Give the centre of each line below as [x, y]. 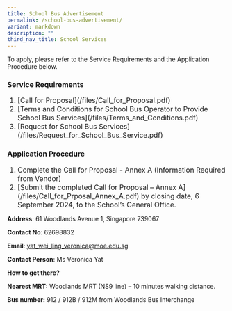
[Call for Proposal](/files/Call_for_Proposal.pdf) [94, 100]
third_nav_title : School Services [57, 40]
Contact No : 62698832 [41, 232]
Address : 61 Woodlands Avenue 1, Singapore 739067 [83, 218]
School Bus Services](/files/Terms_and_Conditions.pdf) [108, 118]
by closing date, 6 [171, 196]
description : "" [31, 33]
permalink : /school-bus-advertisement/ [65, 20]
